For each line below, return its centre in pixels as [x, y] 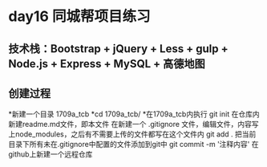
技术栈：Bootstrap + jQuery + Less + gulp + [118, 49]
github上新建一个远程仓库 [51, 154]
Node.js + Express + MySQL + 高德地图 [107, 64]
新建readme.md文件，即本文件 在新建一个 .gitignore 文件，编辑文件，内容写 [133, 124]
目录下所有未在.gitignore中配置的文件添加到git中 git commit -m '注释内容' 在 [133, 145]
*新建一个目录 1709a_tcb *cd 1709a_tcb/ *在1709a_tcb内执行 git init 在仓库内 [134, 114]
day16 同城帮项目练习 [79, 16]
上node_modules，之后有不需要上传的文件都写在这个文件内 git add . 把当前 [132, 134]
